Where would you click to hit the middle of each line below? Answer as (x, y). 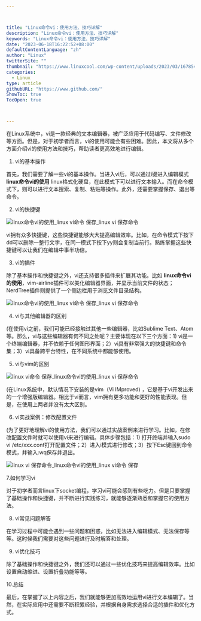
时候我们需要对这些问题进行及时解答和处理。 (77, 538)
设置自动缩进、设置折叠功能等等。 (48, 571)
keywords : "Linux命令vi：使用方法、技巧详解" (58, 39)
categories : (21, 72)
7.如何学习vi (21, 478)
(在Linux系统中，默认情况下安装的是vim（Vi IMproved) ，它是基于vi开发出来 (100, 389)
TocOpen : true (24, 100)
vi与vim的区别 (32, 364)
